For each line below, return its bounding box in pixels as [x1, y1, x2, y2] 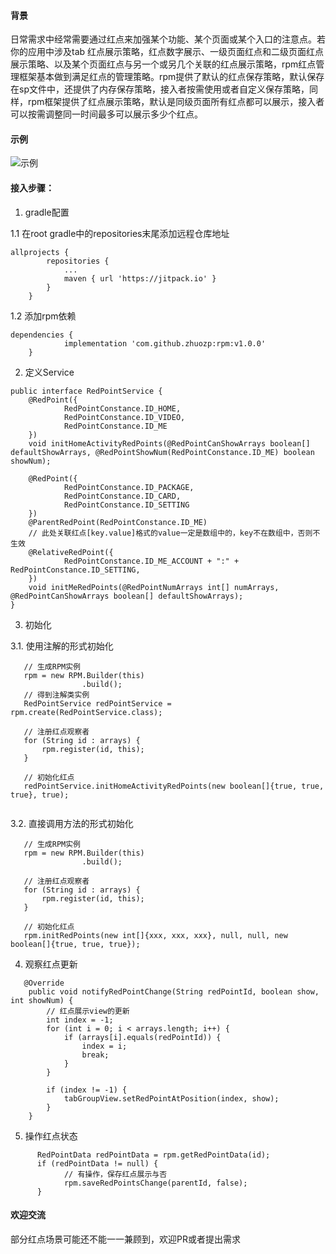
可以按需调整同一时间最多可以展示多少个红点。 [10, 108, 203, 120]
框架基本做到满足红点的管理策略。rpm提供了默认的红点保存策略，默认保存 [18, 71, 325, 83]
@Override [23, 978, 65, 988]
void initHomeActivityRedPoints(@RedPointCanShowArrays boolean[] [28, 438, 311, 449]
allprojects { [10, 247, 70, 257]
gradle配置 [24, 206, 70, 218]
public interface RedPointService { [10, 386, 163, 396]
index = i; [81, 1041, 128, 1051]
